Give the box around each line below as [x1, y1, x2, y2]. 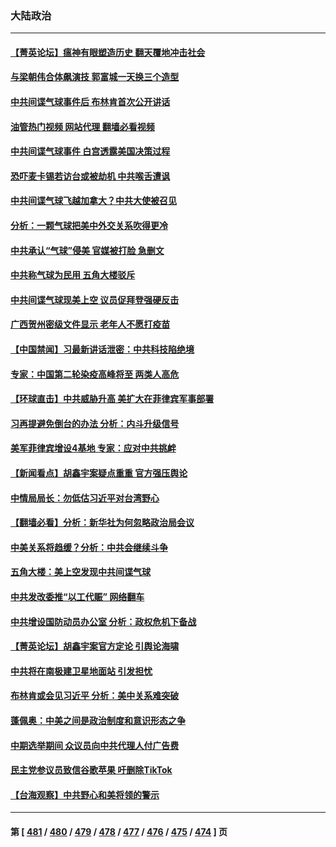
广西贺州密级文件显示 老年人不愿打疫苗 [10, 318, 171, 331]
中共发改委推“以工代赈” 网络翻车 [10, 590, 145, 602]
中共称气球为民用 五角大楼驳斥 [10, 269, 136, 281]
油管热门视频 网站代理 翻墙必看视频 [10, 120, 155, 132]
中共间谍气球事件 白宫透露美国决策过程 [10, 145, 171, 157]
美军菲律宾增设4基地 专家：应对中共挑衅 [10, 442, 177, 454]
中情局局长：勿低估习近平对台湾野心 [10, 492, 160, 504]
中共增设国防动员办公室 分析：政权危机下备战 [10, 615, 197, 627]
